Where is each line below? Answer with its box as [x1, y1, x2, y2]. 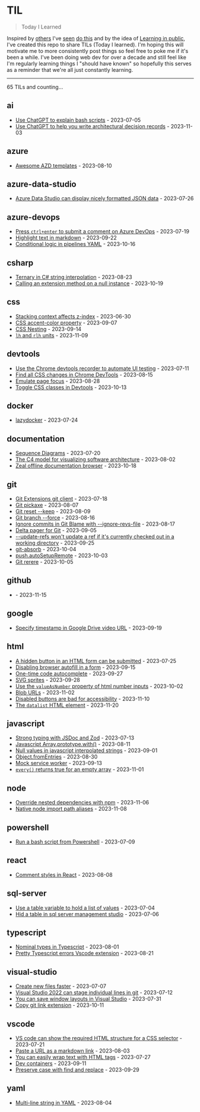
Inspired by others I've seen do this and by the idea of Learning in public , [7, 34, 186, 42]
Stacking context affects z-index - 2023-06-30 [15, 312, 131, 320]
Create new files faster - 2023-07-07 [15, 983, 106, 990]
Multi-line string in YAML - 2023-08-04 [15, 1099, 112, 1106]
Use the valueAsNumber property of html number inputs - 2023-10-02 [15, 683, 183, 690]
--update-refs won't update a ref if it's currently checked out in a [15, 533, 174, 541]
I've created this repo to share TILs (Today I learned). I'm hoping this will [7, 41, 184, 48]
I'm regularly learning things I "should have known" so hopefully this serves [7, 60, 192, 67]
